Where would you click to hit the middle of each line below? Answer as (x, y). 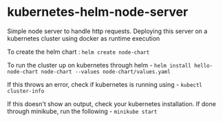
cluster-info (26, 91)
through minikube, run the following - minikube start (82, 111)
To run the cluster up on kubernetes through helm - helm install (99, 65)
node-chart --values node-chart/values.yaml (106, 72)
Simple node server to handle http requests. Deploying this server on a (107, 31)
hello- (203, 65)
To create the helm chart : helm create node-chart (78, 52)
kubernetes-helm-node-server (98, 12)
